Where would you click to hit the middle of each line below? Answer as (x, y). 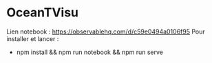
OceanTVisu (43, 13)
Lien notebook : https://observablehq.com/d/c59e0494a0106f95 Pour (106, 32)
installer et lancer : (33, 38)
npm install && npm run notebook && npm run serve (89, 52)
